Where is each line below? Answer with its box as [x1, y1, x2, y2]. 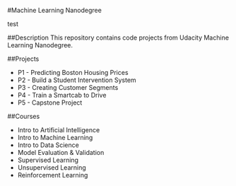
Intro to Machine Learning [17, 134, 93, 141]
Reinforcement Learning [17, 171, 88, 179]
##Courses [7, 112, 40, 120]
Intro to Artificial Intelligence [17, 126, 100, 134]
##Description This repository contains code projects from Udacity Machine [7, 33, 230, 42]
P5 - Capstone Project [17, 98, 83, 107]
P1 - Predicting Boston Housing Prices [17, 69, 129, 76]
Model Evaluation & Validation [17, 149, 105, 156]
